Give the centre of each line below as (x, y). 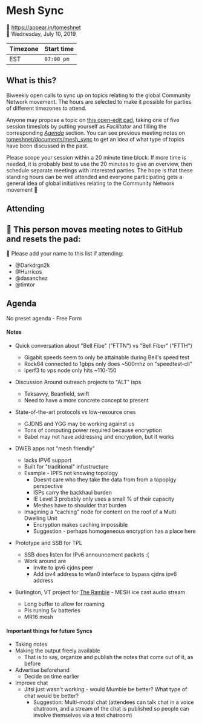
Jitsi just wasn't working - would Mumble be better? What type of (106, 689)
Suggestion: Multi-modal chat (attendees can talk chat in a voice (113, 702)
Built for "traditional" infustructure (66, 466)
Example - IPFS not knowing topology (71, 473)
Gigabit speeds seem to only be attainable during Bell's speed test (106, 357)
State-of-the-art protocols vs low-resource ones (75, 412)
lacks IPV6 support (47, 460)
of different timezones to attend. (46, 108)
